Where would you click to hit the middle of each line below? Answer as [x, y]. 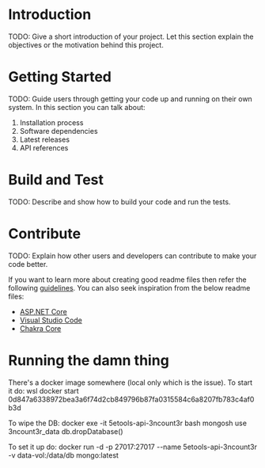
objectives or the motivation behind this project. [86, 44]
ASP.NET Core [43, 311]
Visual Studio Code [51, 320]
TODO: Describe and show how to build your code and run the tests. [119, 202]
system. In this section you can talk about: [77, 107]
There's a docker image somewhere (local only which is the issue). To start [131, 382]
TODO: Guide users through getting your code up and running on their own [131, 99]
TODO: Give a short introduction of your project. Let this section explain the [131, 36]
